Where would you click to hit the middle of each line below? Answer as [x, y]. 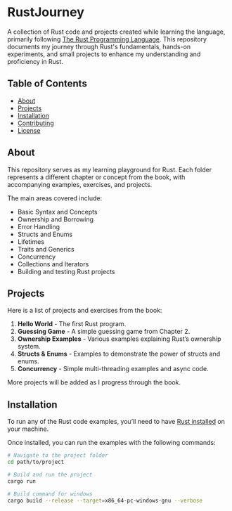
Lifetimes [31, 241]
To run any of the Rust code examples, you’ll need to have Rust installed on [116, 422]
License [29, 130]
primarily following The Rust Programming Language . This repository [107, 39]
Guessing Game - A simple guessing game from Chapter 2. [104, 332]
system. [29, 347]
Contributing [36, 123]
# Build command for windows [50, 494]
